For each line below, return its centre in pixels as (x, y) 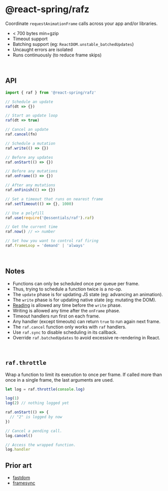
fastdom (21, 478)
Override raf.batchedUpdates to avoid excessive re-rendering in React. (87, 337)
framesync (24, 483)
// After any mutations (30, 185)
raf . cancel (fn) (21, 134)
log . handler (18, 450)
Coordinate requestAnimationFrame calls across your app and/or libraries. (81, 23)
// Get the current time (31, 227)
